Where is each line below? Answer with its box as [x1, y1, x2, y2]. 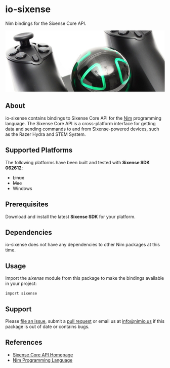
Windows [12, 185, 32, 191]
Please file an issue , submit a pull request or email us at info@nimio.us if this [5, 318, 165, 324]
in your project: [5, 280, 37, 287]
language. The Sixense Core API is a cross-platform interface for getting [5, 120, 156, 126]
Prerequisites [5, 200, 49, 209]
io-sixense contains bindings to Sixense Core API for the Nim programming [5, 115, 162, 121]
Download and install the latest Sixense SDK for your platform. [5, 213, 136, 219]
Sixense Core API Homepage [12, 351, 73, 358]
